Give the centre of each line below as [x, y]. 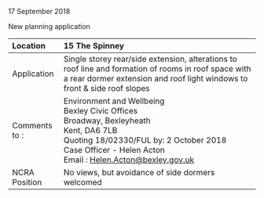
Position [27, 182]
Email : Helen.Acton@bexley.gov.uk [129, 160]
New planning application [49, 26]
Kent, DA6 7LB [90, 130]
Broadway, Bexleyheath [107, 121]
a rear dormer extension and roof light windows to [156, 79]
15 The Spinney [93, 46]
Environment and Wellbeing [114, 101]
